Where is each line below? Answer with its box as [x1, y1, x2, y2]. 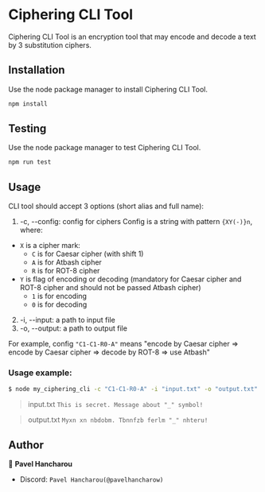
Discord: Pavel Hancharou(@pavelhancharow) [19, 475, 164, 484]
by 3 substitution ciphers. [8, 40, 92, 49]
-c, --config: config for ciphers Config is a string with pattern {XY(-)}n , [19, 217, 253, 227]
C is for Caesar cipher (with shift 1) [31, 249, 144, 259]
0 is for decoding [31, 300, 88, 309]
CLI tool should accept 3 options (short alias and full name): [8, 201, 205, 211]
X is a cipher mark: [19, 241, 81, 250]
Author [8, 438, 44, 451]
